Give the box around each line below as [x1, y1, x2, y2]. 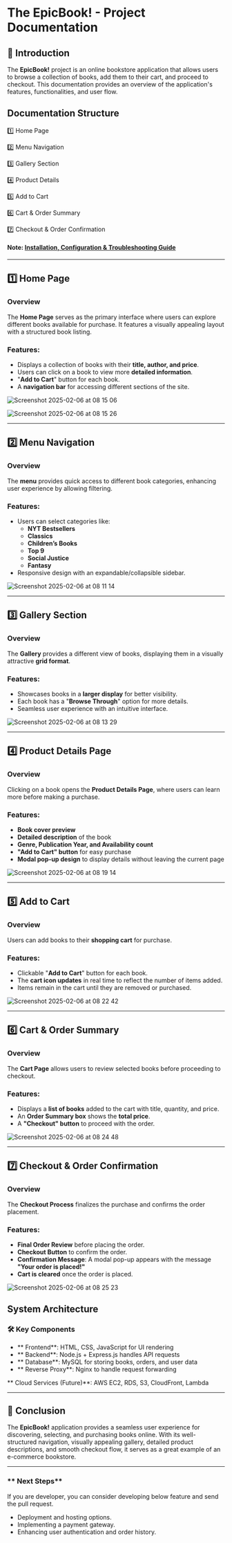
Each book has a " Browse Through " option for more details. [17, 697, 188, 705]
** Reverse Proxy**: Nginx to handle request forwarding [17, 1365, 177, 1373]
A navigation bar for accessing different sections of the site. [17, 383, 190, 390]
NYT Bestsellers [27, 524, 76, 532]
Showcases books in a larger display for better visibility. [17, 689, 178, 698]
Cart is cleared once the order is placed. [17, 1270, 133, 1278]
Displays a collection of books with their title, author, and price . [17, 361, 199, 368]
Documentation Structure [7, 107, 119, 119]
